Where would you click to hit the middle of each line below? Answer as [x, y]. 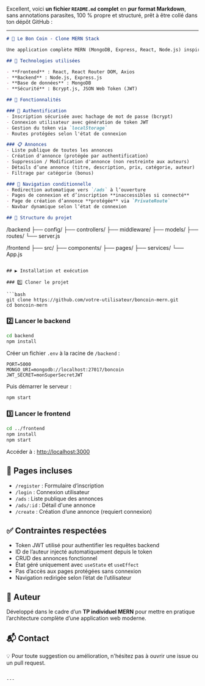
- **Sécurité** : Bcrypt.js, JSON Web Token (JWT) [72, 89]
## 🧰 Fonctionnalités [34, 100]
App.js [14, 254]
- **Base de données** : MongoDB [49, 83]
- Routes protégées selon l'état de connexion [67, 134]
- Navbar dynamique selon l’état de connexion [67, 207]
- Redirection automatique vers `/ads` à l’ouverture [76, 190]
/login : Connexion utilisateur [52, 492]
